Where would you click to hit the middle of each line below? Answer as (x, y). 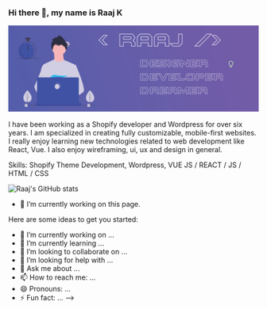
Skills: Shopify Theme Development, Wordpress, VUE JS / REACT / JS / (125, 165)
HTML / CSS (29, 173)
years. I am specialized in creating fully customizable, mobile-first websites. (132, 132)
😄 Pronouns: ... (45, 288)
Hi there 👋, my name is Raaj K (66, 13)
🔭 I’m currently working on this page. (80, 204)
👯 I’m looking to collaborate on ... (74, 251)
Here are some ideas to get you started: (74, 219)
